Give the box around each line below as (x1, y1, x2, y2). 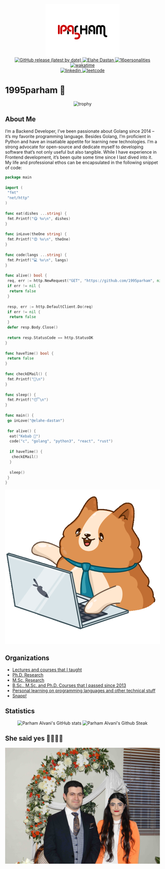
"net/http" (7, 195, 29, 200)
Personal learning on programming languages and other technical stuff (12, 688, 156, 694)
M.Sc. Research (12, 677, 45, 683)
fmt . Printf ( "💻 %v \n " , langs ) (7, 257, 69, 263)
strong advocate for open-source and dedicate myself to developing (5, 144, 144, 150)
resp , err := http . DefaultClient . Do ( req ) (7, 304, 93, 309)
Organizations (5, 653, 50, 662)
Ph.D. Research (12, 672, 44, 678)
